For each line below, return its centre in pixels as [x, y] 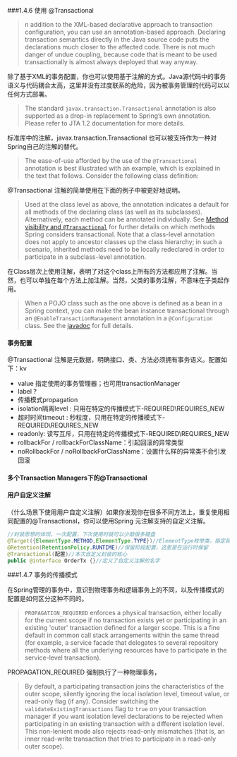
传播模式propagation [48, 400]
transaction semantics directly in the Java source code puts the [117, 40]
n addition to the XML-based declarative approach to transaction [119, 24]
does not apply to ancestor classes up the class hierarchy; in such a [123, 242]
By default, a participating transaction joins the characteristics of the [124, 686]
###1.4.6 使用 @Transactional [50, 10]
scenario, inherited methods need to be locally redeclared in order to [124, 249]
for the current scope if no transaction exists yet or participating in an [126, 620]
